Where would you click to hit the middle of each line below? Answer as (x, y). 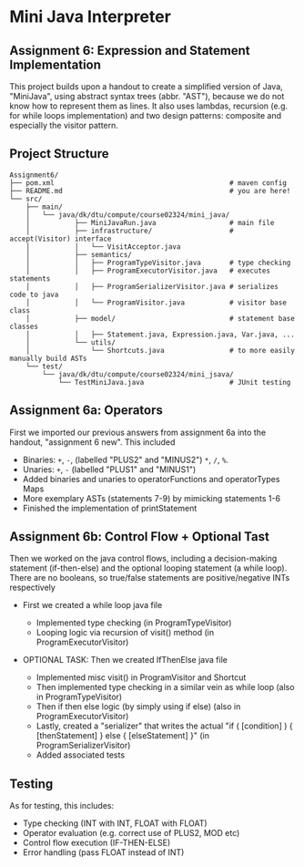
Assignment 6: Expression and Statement (130, 51)
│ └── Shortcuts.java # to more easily (161, 350)
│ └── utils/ (71, 342)
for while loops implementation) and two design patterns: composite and (146, 115)
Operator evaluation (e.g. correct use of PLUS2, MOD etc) (131, 833)
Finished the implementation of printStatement (110, 508)
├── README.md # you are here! (150, 191)
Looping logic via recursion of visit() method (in (125, 633)
